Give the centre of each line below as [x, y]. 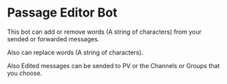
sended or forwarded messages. [53, 39]
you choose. [25, 73]
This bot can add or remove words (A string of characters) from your [104, 32]
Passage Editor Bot [63, 13]
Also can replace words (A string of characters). [75, 52]
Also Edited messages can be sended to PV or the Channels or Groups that [113, 65]
